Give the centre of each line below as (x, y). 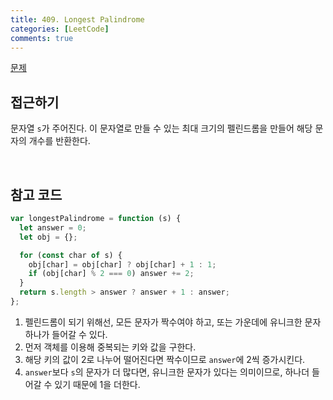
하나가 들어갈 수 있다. (66, 334)
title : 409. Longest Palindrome (77, 19)
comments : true (42, 38)
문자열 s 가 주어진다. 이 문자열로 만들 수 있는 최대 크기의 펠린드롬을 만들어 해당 (161, 128)
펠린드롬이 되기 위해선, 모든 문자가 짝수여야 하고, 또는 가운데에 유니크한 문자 (173, 322)
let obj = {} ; (48, 237)
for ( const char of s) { (71, 255)
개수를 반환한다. (59, 141)
